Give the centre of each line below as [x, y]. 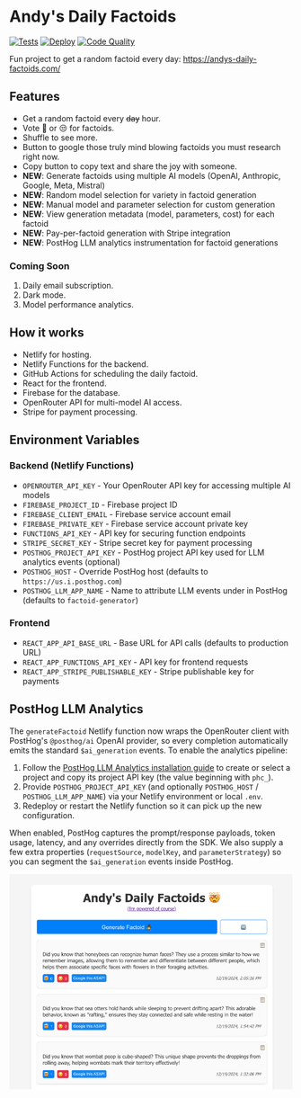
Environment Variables [75, 440]
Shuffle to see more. [60, 138]
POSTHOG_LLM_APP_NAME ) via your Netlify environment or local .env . [142, 796]
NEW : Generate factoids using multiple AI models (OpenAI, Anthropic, [151, 175]
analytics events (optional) [71, 562]
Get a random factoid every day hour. [92, 118]
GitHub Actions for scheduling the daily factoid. [110, 373]
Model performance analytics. [78, 305]
